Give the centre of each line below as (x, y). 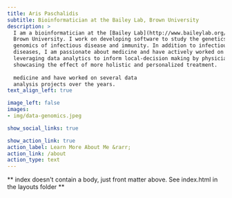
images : (18, 110)
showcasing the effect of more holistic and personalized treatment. (115, 65)
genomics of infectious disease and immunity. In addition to (105, 46)
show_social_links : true (43, 128)
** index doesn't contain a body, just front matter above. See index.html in (113, 179)
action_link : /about (37, 154)
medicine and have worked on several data (75, 78)
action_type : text (33, 160)
